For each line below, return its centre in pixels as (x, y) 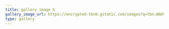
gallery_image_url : (26, 14)
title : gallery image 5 (30, 10)
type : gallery (20, 19)
